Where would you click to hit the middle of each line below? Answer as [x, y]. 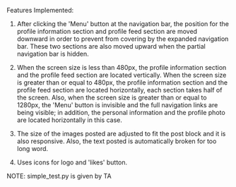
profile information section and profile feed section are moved [107, 31]
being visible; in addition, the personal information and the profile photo [121, 113]
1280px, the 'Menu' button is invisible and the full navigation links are [117, 105]
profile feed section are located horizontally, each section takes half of [119, 90]
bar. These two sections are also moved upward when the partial [111, 46]
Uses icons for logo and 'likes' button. [72, 162]
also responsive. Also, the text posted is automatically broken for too [117, 141]
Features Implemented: [40, 10]
